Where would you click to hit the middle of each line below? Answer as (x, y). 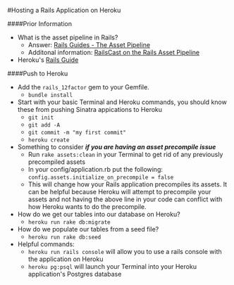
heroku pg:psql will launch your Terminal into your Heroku (112, 266)
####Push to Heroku (38, 74)
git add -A (44, 125)
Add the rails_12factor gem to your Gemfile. (83, 87)
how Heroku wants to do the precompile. (87, 207)
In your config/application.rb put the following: (96, 169)
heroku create (49, 140)
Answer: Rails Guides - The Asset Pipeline (89, 45)
